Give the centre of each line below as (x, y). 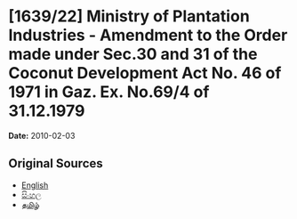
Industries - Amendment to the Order (148, 35)
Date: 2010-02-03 (42, 135)
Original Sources (56, 163)
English (35, 185)
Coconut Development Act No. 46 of (145, 73)
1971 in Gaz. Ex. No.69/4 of (109, 92)
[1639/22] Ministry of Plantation (129, 16)
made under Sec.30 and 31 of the (133, 54)
